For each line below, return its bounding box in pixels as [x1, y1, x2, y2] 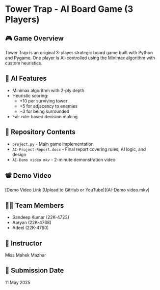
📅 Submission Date [5, 266, 64, 275]
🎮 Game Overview [5, 34, 64, 42]
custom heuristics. [5, 60, 43, 66]
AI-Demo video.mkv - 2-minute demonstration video [12, 157, 116, 162]
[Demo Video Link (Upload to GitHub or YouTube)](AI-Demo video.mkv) [5, 187, 150, 193]
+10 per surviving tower [19, 97, 68, 104]
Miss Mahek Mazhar [5, 252, 46, 258]
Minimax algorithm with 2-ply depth [12, 87, 84, 93]
